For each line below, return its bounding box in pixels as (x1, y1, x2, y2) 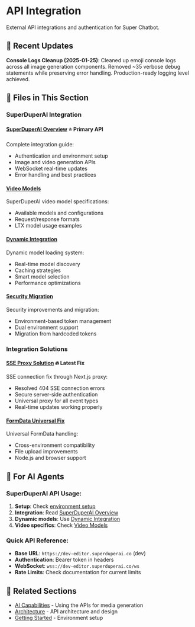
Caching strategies (14, 267, 61, 274)
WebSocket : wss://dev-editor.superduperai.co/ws (14, 562, 140, 570)
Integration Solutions (6, 345, 68, 353)
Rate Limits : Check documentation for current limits (14, 569, 141, 576)
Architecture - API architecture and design (14, 608, 118, 615)
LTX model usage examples (14, 222, 82, 229)
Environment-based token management (14, 317, 112, 324)
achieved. (6, 75, 30, 82)
